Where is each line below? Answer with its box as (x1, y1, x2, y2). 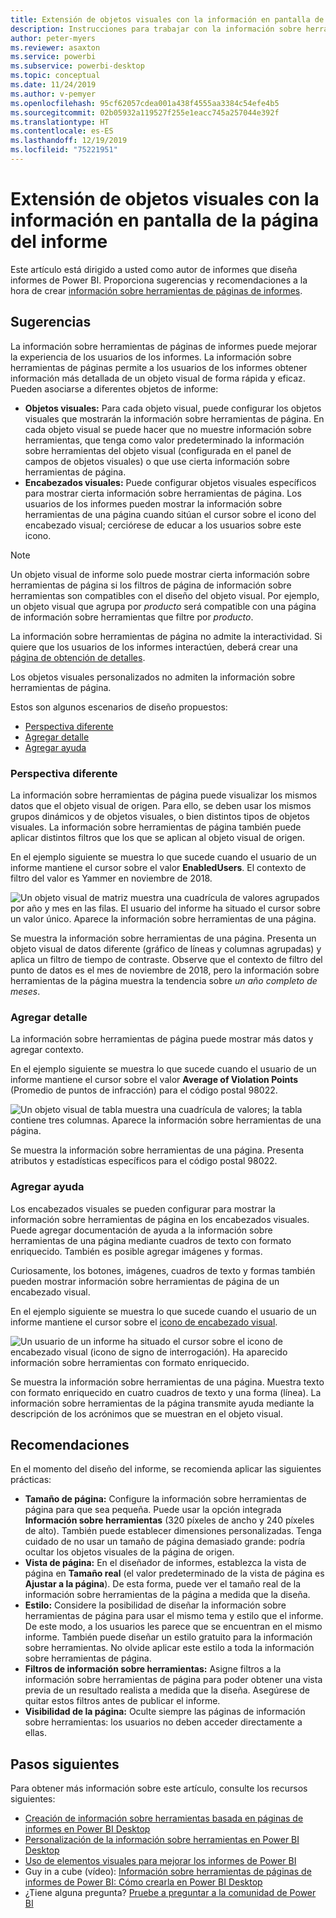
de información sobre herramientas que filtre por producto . (10, 611, 254, 623)
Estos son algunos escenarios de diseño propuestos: (10, 701, 228, 713)
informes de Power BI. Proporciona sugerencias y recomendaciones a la (10, 274, 308, 286)
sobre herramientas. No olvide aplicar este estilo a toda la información (24, 1642, 315, 1654)
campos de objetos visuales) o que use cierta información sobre (24, 455, 291, 467)
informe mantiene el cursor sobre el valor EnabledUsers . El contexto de (10, 861, 307, 873)
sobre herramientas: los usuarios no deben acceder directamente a (24, 1716, 303, 1728)
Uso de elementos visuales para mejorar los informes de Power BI (24, 1855, 297, 1867)
